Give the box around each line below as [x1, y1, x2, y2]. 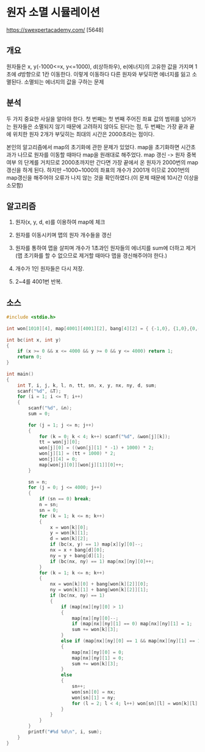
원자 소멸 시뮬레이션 [6, 5, 101, 20]
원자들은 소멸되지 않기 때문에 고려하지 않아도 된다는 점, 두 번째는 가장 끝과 [12, 123, 189, 130]
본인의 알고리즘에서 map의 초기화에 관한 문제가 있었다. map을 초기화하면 [6, 143, 180, 150]
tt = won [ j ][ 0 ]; [38, 439, 81, 445]
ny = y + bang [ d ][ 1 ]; [49, 552, 105, 559]
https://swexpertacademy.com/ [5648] [6, 26, 104, 34]
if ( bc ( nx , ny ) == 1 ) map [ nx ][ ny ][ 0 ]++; [49, 558, 154, 564]
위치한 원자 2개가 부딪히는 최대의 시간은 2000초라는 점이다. [12, 130, 155, 137]
